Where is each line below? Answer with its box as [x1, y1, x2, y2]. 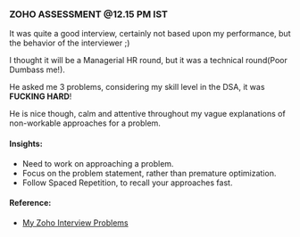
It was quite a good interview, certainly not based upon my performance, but [9, 29, 291, 39]
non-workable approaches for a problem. [9, 118, 161, 128]
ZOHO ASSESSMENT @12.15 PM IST [9, 8, 168, 20]
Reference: [9, 198, 52, 208]
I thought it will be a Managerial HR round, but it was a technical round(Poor [9, 55, 287, 66]
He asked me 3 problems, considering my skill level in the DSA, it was [9, 82, 265, 93]
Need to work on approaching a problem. [21, 158, 174, 168]
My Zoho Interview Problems [21, 217, 129, 228]
